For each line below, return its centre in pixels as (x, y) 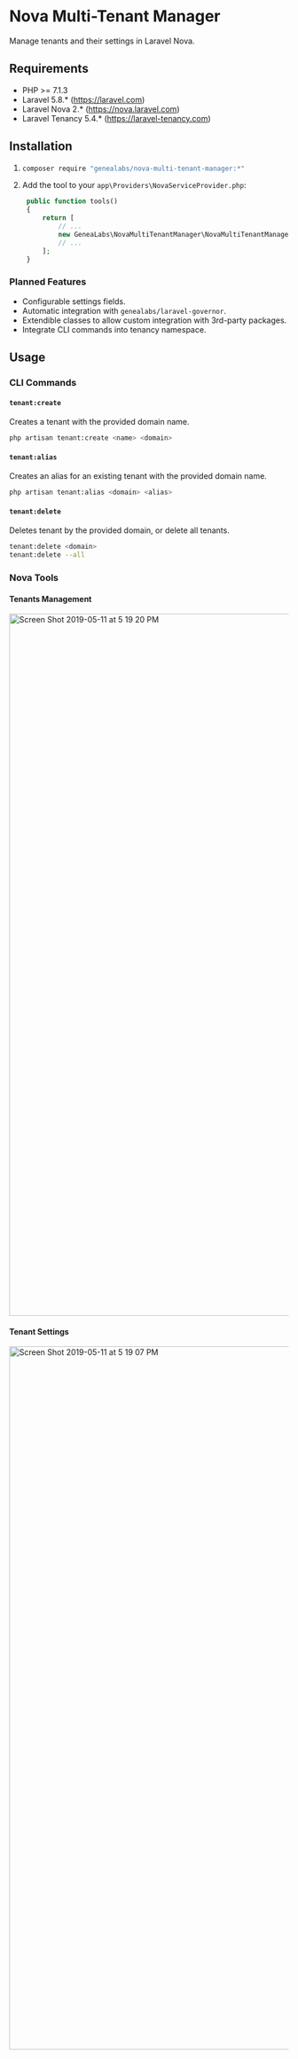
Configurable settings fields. (74, 301)
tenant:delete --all (47, 555)
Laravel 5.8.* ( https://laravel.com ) (83, 99)
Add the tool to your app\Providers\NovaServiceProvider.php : (134, 185)
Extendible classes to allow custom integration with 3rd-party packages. (154, 320)
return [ (58, 218)
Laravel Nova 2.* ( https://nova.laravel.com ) (101, 109)
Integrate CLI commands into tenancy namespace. (114, 329)
